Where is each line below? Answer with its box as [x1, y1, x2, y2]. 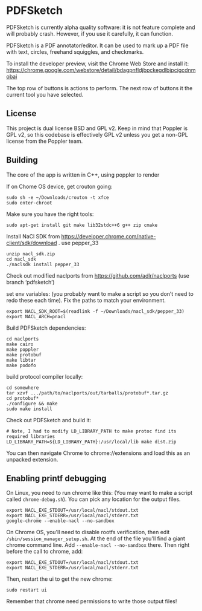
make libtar [6, 357, 36, 363]
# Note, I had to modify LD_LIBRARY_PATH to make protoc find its [6, 428, 177, 434]
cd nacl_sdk [6, 256, 36, 262]
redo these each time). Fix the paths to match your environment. [6, 296, 166, 304]
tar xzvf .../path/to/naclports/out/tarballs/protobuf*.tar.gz [6, 390, 169, 396]
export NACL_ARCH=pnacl [6, 313, 66, 319]
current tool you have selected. [6, 91, 84, 98]
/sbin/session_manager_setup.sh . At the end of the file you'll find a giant [6, 535, 186, 542]
